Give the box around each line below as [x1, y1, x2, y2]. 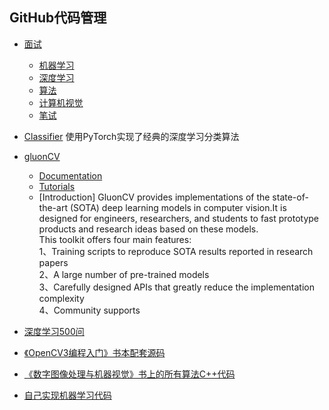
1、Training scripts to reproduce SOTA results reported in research [38, 245, 314, 257]
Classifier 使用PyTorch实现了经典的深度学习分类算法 [23, 130, 240, 142]
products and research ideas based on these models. [38, 223, 259, 235]
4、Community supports [38, 304, 141, 316]
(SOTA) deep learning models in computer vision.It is [69, 201, 287, 213]
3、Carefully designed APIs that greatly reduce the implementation [38, 281, 315, 293]
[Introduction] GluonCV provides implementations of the [38, 191, 271, 203]
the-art [38, 201, 68, 213]
